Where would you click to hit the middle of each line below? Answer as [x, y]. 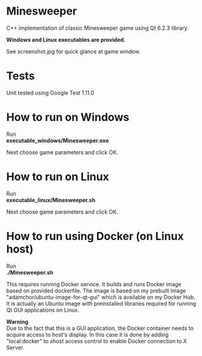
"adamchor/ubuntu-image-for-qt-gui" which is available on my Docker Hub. [101, 297]
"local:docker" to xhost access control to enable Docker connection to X [97, 341]
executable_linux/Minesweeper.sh [51, 200]
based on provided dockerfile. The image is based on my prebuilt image [96, 291]
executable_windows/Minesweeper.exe [58, 140]
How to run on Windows [68, 117]
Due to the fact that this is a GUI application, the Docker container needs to [100, 328]
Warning [17, 321]
